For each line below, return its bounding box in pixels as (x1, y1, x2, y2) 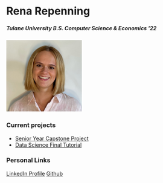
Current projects (6, 121, 56, 129)
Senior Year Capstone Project (14, 135, 89, 142)
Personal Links (6, 156, 51, 164)
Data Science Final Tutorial (14, 141, 82, 149)
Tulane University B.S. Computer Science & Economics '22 (6, 24, 157, 31)
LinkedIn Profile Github (6, 170, 63, 177)
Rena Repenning (6, 4, 91, 18)
